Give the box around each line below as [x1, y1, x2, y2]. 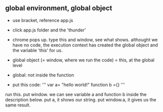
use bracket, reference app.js [12, 17, 73, 23]
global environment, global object [5, 4, 112, 12]
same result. [5, 102, 31, 108]
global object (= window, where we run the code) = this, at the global [12, 57, 155, 63]
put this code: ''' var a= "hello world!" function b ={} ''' [12, 81, 125, 87]
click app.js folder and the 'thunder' [12, 27, 86, 33]
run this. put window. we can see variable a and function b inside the [5, 91, 146, 97]
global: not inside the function [12, 72, 74, 78]
